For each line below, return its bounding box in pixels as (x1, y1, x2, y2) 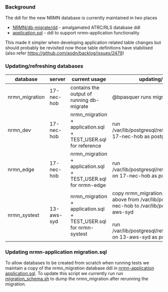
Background (5, 3, 36, 10)
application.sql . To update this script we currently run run (5, 270, 123, 276)
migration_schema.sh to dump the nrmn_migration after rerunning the (5, 275, 148, 281)
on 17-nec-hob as (112, 172, 157, 179)
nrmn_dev (7, 126, 31, 133)
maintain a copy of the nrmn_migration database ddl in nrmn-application (5, 265, 154, 271)
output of (70, 90, 92, 97)
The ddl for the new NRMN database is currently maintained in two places (5, 15, 157, 21)
